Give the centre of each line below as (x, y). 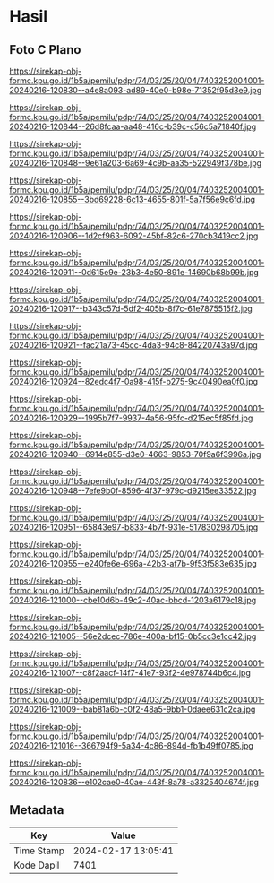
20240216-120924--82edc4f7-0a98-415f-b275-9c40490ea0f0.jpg (133, 381)
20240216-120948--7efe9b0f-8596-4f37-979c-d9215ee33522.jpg (133, 491)
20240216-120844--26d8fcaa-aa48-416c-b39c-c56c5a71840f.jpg (133, 126)
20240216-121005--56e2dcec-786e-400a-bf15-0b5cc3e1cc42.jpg (133, 636)
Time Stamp (39, 851)
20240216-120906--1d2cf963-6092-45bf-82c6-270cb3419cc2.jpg (134, 236)
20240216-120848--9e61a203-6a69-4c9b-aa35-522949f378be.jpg (136, 163)
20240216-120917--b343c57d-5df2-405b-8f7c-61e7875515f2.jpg (131, 308)
